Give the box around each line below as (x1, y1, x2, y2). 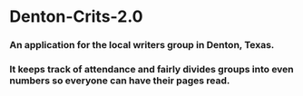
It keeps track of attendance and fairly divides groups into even (9, 63, 295, 76)
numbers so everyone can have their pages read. (9, 74, 230, 87)
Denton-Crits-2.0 (9, 6, 143, 27)
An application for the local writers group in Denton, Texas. (9, 39, 275, 52)
